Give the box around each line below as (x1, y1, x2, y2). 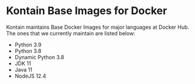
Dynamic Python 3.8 (14, 53, 64, 61)
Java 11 (14, 66, 32, 73)
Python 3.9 (14, 41, 42, 48)
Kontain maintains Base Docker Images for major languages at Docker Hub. (6, 23, 190, 31)
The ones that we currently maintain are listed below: (6, 29, 136, 36)
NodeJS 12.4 (14, 72, 46, 79)
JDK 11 (14, 60, 31, 67)
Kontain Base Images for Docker (6, 4, 167, 18)
